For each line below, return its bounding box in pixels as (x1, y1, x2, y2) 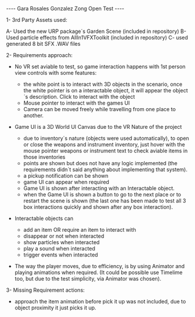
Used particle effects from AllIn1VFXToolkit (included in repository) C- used (6, 34, 189, 41)
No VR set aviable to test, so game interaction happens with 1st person (14, 63, 186, 70)
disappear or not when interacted (23, 232, 105, 239)
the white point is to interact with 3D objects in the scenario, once (23, 81, 183, 88)
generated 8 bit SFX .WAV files (6, 41, 81, 47)
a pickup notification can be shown (23, 172, 109, 179)
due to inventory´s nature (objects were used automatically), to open (23, 135, 190, 142)
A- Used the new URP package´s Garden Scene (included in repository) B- (6, 28, 187, 35)
